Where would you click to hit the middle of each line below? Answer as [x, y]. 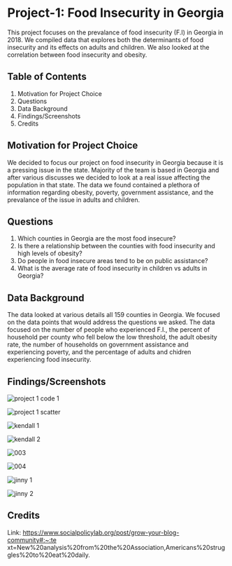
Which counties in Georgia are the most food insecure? [96, 238]
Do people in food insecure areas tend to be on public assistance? [113, 261]
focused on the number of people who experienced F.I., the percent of [109, 330]
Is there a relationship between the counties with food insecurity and [116, 246]
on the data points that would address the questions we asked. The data [111, 322]
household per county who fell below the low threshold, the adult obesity [113, 337]
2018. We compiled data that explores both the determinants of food [106, 39]
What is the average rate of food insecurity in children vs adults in [112, 269]
